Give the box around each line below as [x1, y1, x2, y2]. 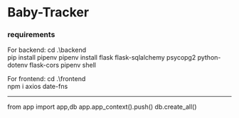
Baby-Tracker [7, 4, 90, 21]
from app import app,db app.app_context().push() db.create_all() [7, 102, 197, 111]
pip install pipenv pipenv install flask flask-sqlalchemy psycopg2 [7, 53, 196, 62]
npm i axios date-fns [7, 82, 68, 91]
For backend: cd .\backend [7, 45, 87, 54]
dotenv [7, 61, 28, 70]
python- [197, 53, 221, 62]
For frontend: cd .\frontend [7, 75, 86, 83]
